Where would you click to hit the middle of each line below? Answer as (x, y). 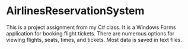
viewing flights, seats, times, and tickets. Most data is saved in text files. (94, 40)
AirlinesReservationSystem (75, 11)
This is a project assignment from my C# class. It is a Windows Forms (91, 27)
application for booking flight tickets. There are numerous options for (90, 33)
